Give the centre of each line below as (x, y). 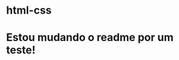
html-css (29, 10)
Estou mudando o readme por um (90, 38)
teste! (21, 50)
